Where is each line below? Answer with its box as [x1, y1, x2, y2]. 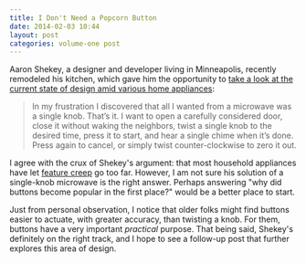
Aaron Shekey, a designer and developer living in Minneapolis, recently [9, 64, 277, 75]
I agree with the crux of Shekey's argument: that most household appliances [9, 157, 297, 169]
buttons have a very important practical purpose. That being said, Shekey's [9, 224, 294, 235]
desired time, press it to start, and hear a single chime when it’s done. [31, 130, 294, 142]
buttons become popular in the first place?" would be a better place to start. [9, 186, 295, 197]
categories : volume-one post [9, 38, 121, 48]
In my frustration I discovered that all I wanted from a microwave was [31, 101, 292, 112]
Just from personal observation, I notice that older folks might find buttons [9, 205, 290, 216]
